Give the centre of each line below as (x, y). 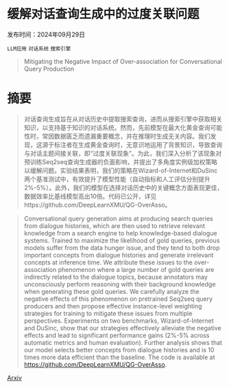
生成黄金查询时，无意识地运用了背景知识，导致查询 (150, 144)
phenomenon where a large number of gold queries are (136, 269)
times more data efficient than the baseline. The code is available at (119, 357)
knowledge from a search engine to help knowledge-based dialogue (120, 233)
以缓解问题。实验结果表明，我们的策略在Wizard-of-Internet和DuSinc (121, 170)
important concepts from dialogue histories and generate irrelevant (119, 255)
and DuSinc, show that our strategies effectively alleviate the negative (122, 328)
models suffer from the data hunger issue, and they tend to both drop (122, 247)
